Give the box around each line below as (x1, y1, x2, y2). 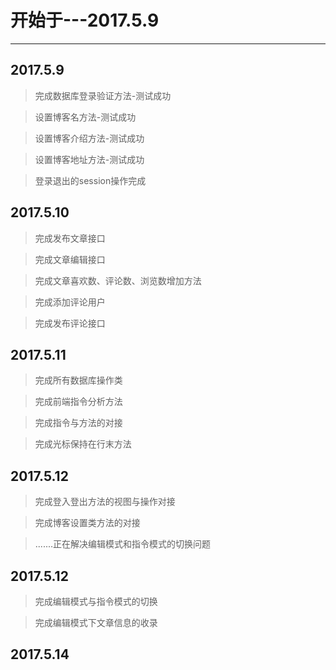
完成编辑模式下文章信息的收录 (34, 617, 158, 628)
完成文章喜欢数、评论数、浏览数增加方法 (34, 274, 202, 286)
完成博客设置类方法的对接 (34, 517, 141, 529)
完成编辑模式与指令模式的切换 (34, 596, 158, 607)
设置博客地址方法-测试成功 (34, 153, 145, 165)
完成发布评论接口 (34, 317, 106, 329)
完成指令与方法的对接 (34, 417, 123, 429)
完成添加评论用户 (34, 296, 106, 308)
